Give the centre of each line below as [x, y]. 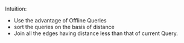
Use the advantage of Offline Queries [60, 20]
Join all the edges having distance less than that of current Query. [96, 33]
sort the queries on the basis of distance [64, 27]
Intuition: [16, 9]
